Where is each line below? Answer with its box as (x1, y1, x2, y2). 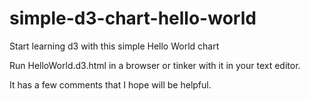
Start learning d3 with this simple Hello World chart (9, 40, 220, 52)
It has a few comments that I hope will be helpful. (9, 78, 212, 91)
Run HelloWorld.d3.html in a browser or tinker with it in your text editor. (9, 59, 301, 71)
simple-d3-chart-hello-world (9, 7, 257, 30)
